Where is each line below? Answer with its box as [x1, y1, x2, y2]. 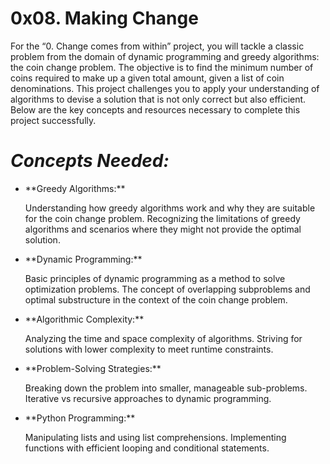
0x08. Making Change [10, 7, 199, 30]
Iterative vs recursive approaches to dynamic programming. [24, 392, 272, 404]
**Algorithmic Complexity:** [24, 313, 145, 325]
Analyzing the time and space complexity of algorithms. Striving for [24, 332, 303, 344]
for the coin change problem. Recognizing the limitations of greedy [24, 212, 301, 224]
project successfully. [10, 114, 97, 126]
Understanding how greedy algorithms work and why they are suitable [24, 202, 316, 214]
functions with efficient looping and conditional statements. [24, 442, 270, 454]
